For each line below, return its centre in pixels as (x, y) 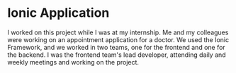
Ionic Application (58, 13)
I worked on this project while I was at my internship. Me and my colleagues (118, 32)
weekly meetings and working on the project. (73, 62)
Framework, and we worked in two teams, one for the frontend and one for (116, 47)
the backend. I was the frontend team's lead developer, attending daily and (117, 55)
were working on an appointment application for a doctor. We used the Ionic (118, 39)
